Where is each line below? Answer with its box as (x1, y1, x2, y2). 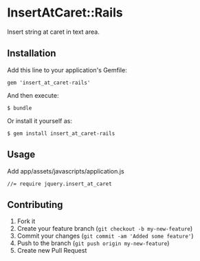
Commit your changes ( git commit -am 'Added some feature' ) (16, 232, 194, 240)
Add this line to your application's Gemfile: (7, 65, 127, 74)
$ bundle (7, 105, 32, 112)
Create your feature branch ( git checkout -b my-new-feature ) (16, 225, 193, 233)
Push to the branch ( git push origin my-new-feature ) (16, 239, 170, 247)
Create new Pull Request (16, 247, 87, 255)
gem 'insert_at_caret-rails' (7, 79, 91, 86)
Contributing (7, 198, 63, 211)
